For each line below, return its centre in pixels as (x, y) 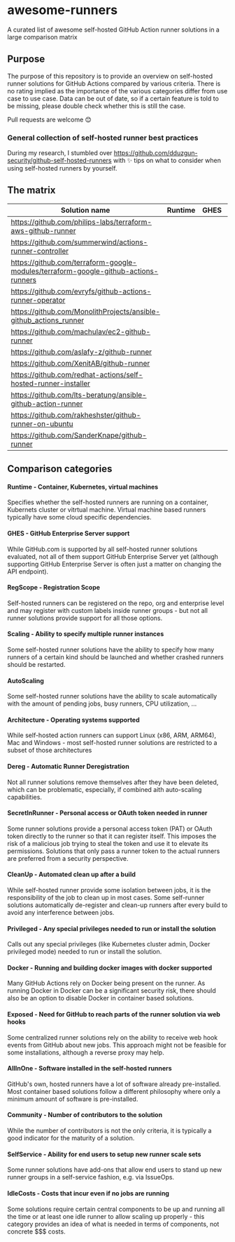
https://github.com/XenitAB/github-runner (80, 363)
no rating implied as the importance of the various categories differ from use (117, 91)
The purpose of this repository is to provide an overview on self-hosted (110, 76)
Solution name (85, 210)
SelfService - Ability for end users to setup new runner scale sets (104, 1154)
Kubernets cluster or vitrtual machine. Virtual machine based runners (107, 510)
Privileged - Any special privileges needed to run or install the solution (112, 928)
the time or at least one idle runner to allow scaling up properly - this (106, 1216)
